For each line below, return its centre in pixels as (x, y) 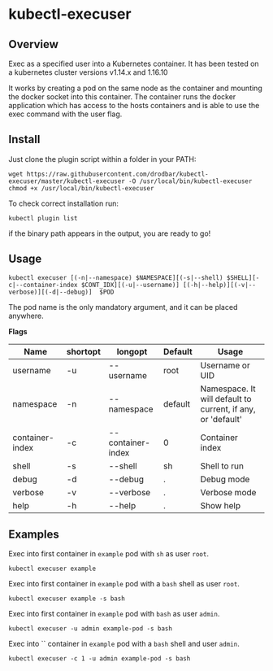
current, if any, (228, 409)
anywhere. (26, 316)
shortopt (84, 351)
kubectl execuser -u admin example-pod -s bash (91, 629)
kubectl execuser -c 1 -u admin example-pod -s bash (100, 659)
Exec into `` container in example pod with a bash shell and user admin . (124, 644)
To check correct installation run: (64, 203)
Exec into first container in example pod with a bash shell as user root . (124, 584)
